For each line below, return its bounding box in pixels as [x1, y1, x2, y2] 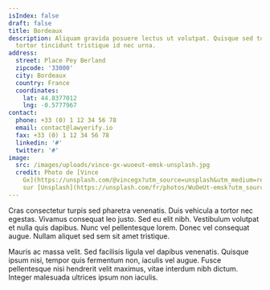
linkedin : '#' [15, 138, 63, 147]
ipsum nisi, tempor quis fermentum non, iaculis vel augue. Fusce [8, 255, 222, 265]
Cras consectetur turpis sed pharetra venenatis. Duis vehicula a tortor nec [8, 206, 254, 215]
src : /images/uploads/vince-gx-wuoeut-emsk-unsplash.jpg [15, 161, 211, 170]
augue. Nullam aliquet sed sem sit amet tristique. [8, 231, 170, 241]
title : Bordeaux [8, 27, 63, 35]
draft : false [8, 19, 52, 27]
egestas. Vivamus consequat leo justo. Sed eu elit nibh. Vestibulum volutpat [8, 214, 260, 223]
